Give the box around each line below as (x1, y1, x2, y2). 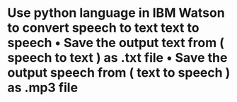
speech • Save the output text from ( (7, 35, 225, 51)
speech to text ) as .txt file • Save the (7, 50, 228, 66)
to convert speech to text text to (7, 20, 200, 36)
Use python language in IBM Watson (7, 5, 225, 21)
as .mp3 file (7, 79, 79, 96)
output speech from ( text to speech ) (7, 65, 231, 81)
